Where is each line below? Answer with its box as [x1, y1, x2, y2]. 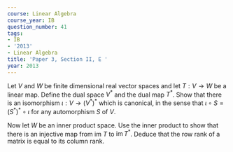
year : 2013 [7, 62, 39, 69]
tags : [7, 29, 23, 37]
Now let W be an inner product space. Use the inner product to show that [7, 120, 219, 130]
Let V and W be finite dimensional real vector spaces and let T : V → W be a [7, 81, 227, 90]
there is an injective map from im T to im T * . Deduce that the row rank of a [7, 128, 220, 138]
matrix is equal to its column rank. [7, 137, 105, 146]
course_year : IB [7, 17, 55, 24]
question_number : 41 [7, 23, 68, 30]
